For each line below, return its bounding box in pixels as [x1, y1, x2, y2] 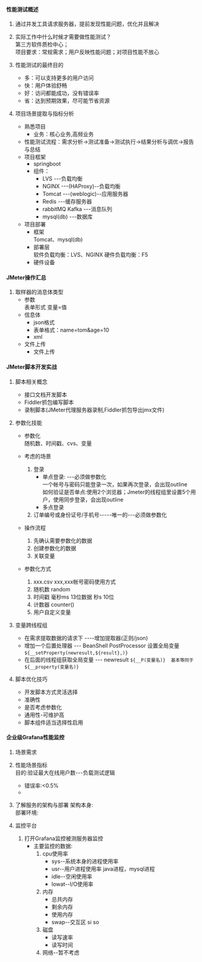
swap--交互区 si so [51, 918, 99, 925]
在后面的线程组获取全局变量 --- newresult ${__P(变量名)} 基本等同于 [24, 656, 194, 663]
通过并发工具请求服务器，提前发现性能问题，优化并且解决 [15, 20, 159, 27]
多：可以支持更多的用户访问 [24, 74, 94, 82]
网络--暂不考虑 [42, 949, 80, 956]
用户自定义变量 [33, 608, 71, 616]
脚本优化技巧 [15, 675, 47, 683]
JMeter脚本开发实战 [6, 363, 57, 371]
